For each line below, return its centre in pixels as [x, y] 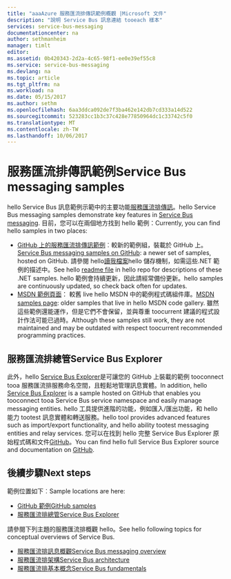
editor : [18, 53]
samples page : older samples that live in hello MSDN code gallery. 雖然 [118, 303]
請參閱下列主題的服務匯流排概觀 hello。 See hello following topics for [104, 529]
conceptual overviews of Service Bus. [61, 537]
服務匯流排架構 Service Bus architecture [73, 560]
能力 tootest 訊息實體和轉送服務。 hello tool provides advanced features [109, 417]
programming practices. [51, 335]
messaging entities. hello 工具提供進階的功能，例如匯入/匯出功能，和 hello [112, 409]
